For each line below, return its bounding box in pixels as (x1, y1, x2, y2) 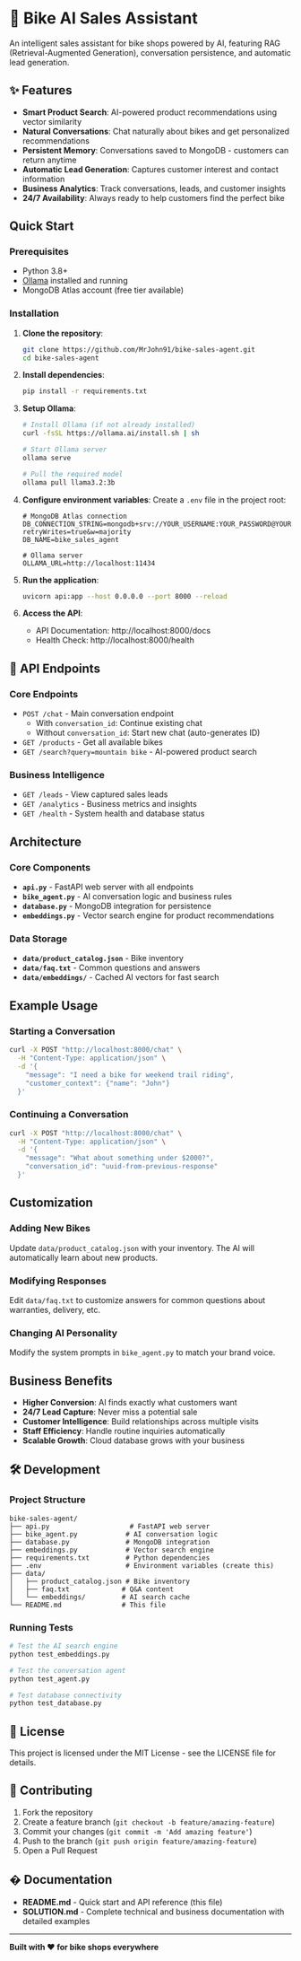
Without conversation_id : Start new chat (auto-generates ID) (35, 727, 261, 739)
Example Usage (9, 998, 99, 1013)
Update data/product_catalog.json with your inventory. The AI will (9, 1242, 255, 1253)
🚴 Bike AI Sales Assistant (9, 8, 199, 29)
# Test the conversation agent (9, 1666, 126, 1675)
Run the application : (21, 574, 99, 585)
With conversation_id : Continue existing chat (35, 718, 203, 729)
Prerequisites (9, 246, 69, 258)
